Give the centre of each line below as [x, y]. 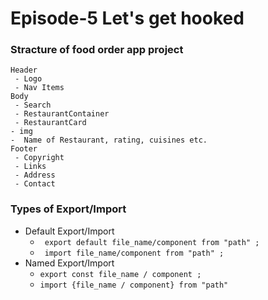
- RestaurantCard [50, 123]
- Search [33, 105]
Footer [24, 149]
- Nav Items [39, 88]
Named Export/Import [69, 263]
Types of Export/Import [68, 209]
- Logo [28, 79]
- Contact [35, 184]
